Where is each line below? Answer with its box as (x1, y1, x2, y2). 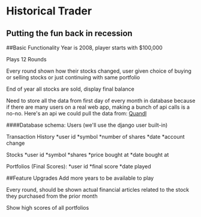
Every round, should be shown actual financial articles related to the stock (6, 186, 190, 193)
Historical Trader (6, 4, 92, 18)
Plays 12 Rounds (6, 56, 47, 63)
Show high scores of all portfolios (6, 204, 89, 211)
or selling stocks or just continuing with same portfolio (6, 74, 140, 81)
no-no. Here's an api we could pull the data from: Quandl (6, 110, 147, 117)
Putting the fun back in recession (6, 28, 133, 38)
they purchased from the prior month (6, 192, 98, 200)
